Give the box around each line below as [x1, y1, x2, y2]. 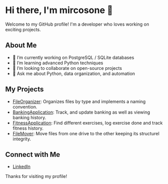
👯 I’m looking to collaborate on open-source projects [12, 65, 122, 71]
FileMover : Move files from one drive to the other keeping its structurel [12, 130, 160, 136]
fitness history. [12, 125, 44, 131]
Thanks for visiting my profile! [5, 173, 67, 179]
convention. [12, 104, 37, 110]
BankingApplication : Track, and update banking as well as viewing [12, 109, 150, 115]
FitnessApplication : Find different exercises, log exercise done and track [12, 120, 163, 126]
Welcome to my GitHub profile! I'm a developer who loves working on [5, 21, 149, 27]
